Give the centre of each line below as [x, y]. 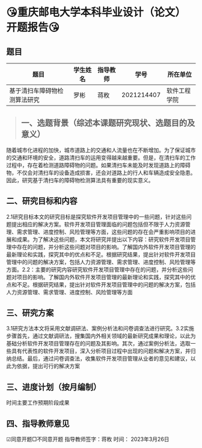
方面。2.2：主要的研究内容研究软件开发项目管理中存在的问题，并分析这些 [97, 270]
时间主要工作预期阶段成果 [38, 403]
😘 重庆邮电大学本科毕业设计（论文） [96, 12]
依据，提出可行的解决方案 [48, 366]
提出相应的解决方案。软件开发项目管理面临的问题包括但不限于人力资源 [98, 224]
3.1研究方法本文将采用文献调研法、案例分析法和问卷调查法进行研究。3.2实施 [100, 329]
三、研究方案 [30, 313]
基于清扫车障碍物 [34, 91]
